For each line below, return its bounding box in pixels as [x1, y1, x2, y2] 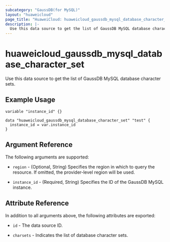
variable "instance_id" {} [5, 109, 62, 114]
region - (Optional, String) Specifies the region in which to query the [12, 164, 155, 170]
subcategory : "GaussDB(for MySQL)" [5, 7, 80, 13]
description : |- [5, 21, 39, 27]
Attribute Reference [5, 199, 69, 208]
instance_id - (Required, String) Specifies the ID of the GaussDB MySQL [12, 179, 164, 185]
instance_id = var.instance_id [10, 122, 76, 127]
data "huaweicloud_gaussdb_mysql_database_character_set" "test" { [5, 117, 151, 123]
